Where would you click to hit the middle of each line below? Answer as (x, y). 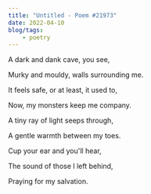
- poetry (36, 37)
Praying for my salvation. (48, 181)
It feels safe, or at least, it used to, (63, 90)
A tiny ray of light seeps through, (61, 121)
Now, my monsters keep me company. (70, 105)
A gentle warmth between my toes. (65, 136)
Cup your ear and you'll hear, (55, 151)
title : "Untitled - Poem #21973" (63, 15)
